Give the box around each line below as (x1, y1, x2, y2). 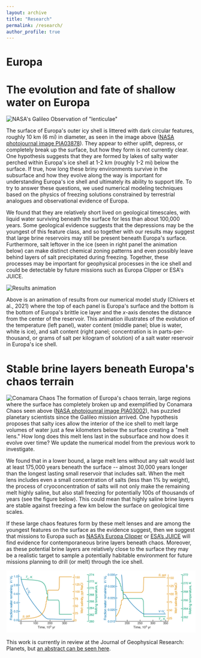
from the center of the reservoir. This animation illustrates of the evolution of (6, 315, 195, 323)
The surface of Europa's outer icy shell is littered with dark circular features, (6, 127, 194, 135)
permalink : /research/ (6, 22, 63, 28)
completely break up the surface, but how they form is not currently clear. (6, 146, 189, 153)
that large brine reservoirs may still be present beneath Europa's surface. (6, 234, 187, 242)
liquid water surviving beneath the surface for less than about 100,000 (6, 215, 180, 222)
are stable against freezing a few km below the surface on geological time (6, 502, 189, 509)
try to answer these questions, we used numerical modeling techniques (6, 184, 183, 192)
